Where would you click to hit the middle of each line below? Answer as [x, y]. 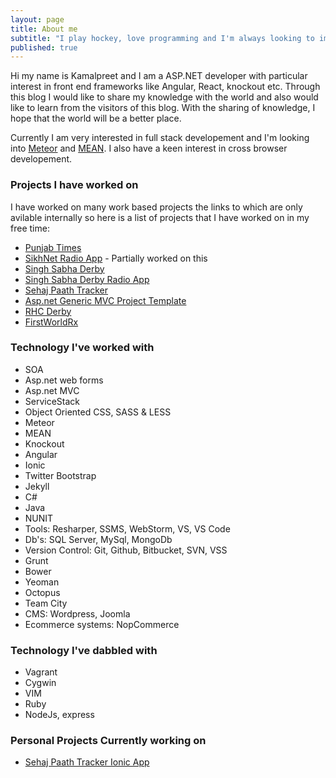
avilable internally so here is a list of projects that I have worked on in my [160, 217]
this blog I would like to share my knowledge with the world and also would [164, 97]
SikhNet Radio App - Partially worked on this [116, 258]
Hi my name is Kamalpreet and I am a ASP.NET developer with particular [159, 76]
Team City [46, 603]
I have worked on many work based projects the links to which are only [156, 207]
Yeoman [42, 582]
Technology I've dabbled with [84, 650]
